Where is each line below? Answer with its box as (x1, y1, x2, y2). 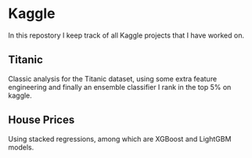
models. (8, 142, 34, 152)
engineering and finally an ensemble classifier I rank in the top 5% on (8, 82, 232, 92)
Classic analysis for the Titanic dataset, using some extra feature (8, 74, 218, 83)
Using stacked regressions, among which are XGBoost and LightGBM (8, 134, 232, 143)
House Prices (8, 113, 75, 127)
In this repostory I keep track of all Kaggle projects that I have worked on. (8, 31, 245, 40)
